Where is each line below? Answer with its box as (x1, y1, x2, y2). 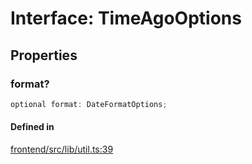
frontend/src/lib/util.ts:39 (10, 143, 114, 155)
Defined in (10, 121, 55, 133)
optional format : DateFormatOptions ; (10, 99, 168, 109)
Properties (10, 47, 78, 64)
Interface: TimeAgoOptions (10, 7, 242, 30)
